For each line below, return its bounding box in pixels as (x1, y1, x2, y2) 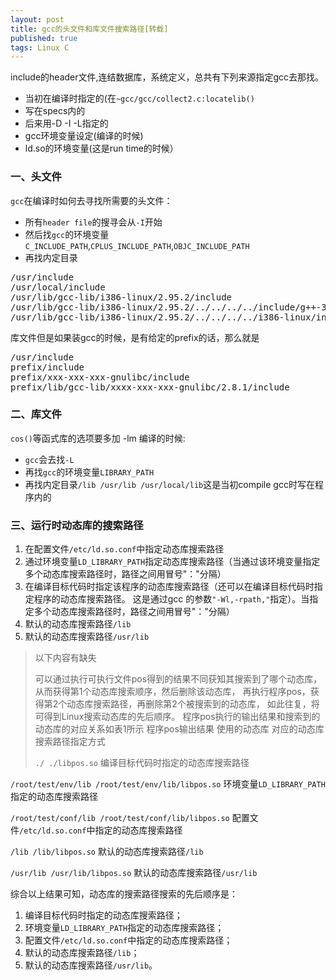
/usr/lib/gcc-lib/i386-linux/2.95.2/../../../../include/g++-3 (10, 301, 327, 313)
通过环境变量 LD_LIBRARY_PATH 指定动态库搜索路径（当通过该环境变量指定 (24, 556, 321, 568)
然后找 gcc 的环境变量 (24, 228, 110, 240)
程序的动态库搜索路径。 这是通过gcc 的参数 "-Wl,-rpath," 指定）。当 (33, 593, 310, 605)
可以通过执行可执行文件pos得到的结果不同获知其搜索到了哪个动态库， (34, 673, 323, 685)
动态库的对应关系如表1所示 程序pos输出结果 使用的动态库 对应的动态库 (34, 723, 325, 735)
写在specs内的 (24, 105, 86, 117)
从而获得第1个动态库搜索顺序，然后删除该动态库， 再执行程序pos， (34, 686, 311, 698)
